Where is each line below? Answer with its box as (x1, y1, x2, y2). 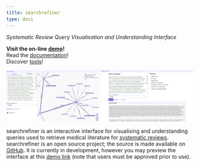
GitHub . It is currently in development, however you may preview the (6, 146, 176, 153)
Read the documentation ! (6, 51, 69, 58)
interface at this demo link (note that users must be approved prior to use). (6, 153, 191, 160)
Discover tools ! (6, 58, 44, 65)
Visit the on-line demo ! (6, 45, 65, 52)
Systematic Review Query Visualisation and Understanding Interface (6, 33, 177, 40)
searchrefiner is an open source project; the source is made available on (6, 140, 186, 147)
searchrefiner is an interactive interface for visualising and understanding (6, 127, 188, 135)
